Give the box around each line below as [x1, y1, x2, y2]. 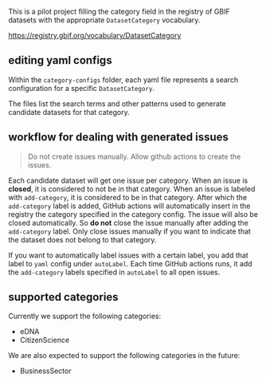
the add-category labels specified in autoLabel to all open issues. [8, 267, 221, 277]
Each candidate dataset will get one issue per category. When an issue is [8, 175, 248, 185]
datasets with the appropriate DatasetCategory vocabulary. [8, 15, 201, 25]
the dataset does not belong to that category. [8, 234, 157, 244]
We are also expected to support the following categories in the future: [8, 351, 241, 360]
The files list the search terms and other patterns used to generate [8, 99, 227, 108]
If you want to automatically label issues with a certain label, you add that [8, 250, 248, 260]
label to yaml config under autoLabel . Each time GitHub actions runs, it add [8, 258, 252, 268]
